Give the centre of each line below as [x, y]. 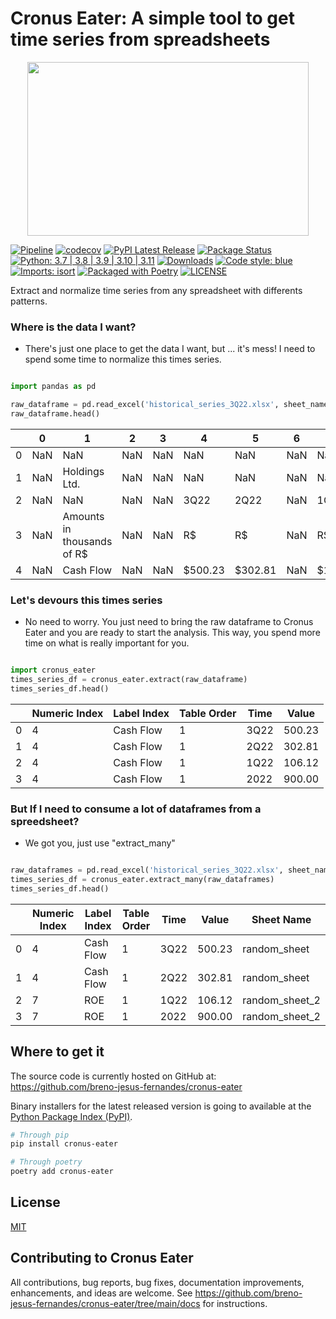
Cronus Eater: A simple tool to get [152, 18]
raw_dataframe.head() [55, 413]
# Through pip [40, 1135]
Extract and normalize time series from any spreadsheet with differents [156, 290]
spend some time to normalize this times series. [123, 359]
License [35, 1202]
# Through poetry [46, 1162]
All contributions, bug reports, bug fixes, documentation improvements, [157, 1282]
